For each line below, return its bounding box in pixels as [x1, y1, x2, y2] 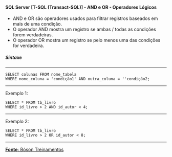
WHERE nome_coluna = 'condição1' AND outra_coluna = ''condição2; [5, 77, 150, 82]
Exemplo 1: [5, 90, 28, 97]
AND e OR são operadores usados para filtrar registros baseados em [12, 15, 158, 21]
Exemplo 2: [5, 118, 29, 125]
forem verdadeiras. [12, 32, 53, 38]
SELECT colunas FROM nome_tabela [5, 72, 77, 77]
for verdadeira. [12, 42, 45, 49]
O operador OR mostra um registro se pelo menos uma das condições [12, 37, 161, 43]
